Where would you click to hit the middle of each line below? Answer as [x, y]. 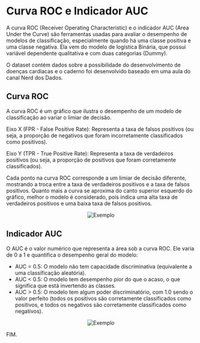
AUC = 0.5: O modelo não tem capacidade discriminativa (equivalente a [103, 266]
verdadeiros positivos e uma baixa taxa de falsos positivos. [79, 203]
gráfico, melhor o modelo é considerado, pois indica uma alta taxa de [92, 197]
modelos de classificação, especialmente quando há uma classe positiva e [98, 40]
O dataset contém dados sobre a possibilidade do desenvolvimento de [94, 65]
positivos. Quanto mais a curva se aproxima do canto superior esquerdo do [99, 190]
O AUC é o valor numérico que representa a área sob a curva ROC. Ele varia [100, 248]
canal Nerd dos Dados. [35, 77]
